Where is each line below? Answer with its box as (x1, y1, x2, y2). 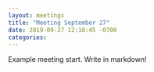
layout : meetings (8, 11, 65, 20)
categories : (8, 33, 47, 41)
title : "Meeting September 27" (8, 19, 110, 27)
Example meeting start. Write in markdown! (8, 55, 147, 64)
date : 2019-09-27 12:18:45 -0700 (8, 26, 117, 34)
